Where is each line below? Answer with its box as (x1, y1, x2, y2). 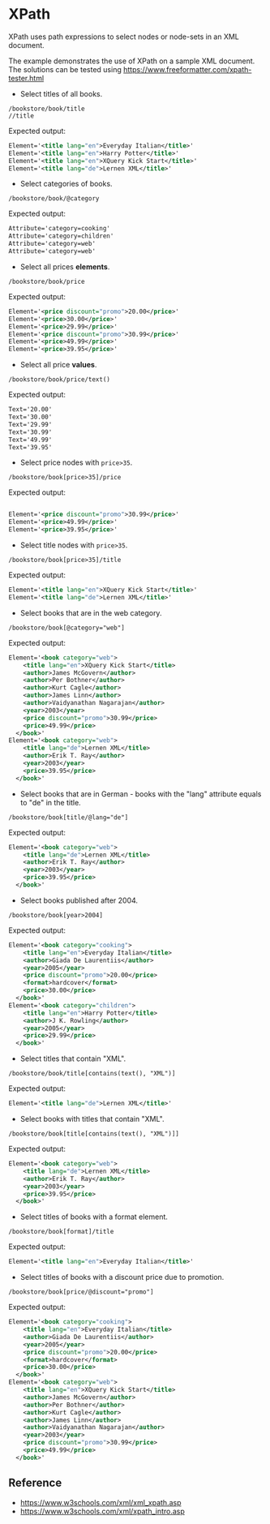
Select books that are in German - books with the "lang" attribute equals (19, 788, 262, 799)
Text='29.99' (8, 420, 53, 428)
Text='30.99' (8, 427, 53, 436)
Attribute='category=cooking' (8, 225, 111, 233)
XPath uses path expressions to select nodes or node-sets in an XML (8, 32, 239, 41)
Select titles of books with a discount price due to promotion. (19, 1273, 225, 1282)
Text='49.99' (8, 436, 53, 444)
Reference (8, 1476, 62, 1490)
